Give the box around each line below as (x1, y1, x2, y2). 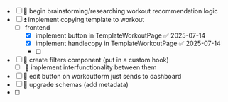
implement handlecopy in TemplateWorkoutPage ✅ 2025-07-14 (35, 39, 222, 48)
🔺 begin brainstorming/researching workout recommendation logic (23, 7, 218, 15)
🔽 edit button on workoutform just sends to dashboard (23, 72, 182, 81)
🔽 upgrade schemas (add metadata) (23, 81, 129, 89)
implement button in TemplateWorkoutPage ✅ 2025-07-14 (35, 31, 206, 40)
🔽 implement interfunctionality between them (24, 63, 157, 72)
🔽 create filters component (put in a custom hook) (23, 56, 169, 64)
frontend (24, 23, 50, 31)
